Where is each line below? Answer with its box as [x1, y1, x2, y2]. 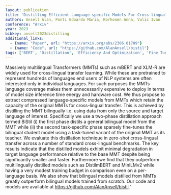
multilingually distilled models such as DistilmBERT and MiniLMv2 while [5, 162, 155, 168]
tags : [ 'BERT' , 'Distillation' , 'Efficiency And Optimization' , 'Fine [5, 50, 158, 55]
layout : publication [5, 7, 49, 13]
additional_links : [5, 36, 44, 41]
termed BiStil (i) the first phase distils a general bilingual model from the [5, 118, 156, 125]
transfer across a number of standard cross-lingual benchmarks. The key [5, 140, 159, 146]
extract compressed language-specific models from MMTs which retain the [5, 96, 164, 103]
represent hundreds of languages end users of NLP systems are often [5, 75, 152, 81]
